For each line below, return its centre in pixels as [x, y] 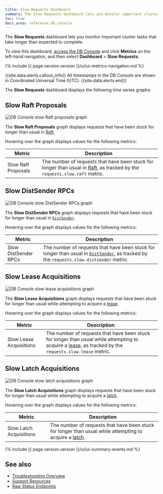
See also [18, 464]
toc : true [15, 18]
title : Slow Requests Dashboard [38, 9]
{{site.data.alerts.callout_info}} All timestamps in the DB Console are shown [80, 75]
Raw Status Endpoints [34, 486]
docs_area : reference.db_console [39, 23]
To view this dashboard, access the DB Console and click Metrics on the [78, 51]
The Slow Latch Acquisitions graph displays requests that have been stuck [81, 390]
